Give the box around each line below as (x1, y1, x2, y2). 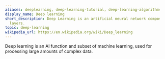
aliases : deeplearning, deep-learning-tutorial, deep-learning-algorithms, (5, 7, 164, 12)
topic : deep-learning (5, 25, 50, 30)
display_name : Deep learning (5, 12, 65, 17)
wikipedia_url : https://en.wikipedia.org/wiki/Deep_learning (5, 30, 133, 35)
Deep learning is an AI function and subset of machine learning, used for (5, 43, 152, 49)
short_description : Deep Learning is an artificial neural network (5, 16, 146, 21)
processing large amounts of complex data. (5, 48, 93, 54)
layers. (9, 20, 26, 26)
